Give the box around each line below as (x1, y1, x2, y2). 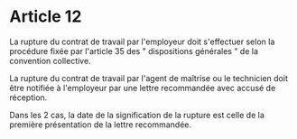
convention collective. (9, 55, 92, 66)
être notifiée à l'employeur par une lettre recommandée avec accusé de (9, 82, 276, 93)
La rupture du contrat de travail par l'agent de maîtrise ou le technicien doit (9, 72, 289, 83)
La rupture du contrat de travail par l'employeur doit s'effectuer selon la (9, 36, 275, 47)
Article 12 (9, 6, 82, 27)
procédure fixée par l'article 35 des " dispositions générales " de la (9, 45, 259, 56)
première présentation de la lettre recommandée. (9, 119, 192, 130)
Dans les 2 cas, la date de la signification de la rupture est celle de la (9, 109, 265, 120)
